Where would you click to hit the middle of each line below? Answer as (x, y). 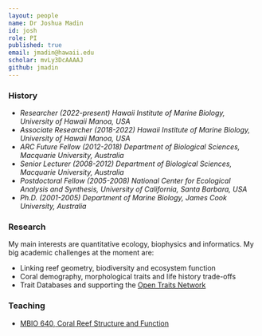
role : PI (23, 38)
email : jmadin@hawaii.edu (51, 53)
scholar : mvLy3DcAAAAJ (46, 61)
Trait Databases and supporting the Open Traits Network (113, 285)
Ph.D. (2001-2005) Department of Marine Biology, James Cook (123, 198)
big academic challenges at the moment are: (81, 253)
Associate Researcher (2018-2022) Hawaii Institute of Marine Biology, (135, 130)
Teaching (27, 306)
